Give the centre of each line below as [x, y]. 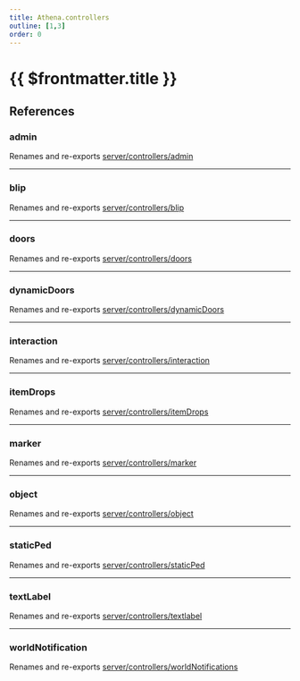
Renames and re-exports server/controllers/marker [103, 463]
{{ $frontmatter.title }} [93, 78]
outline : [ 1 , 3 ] [37, 26]
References [42, 111]
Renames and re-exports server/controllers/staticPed [107, 565]
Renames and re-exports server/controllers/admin [101, 157]
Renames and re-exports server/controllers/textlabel [106, 616]
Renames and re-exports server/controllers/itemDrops [109, 412]
